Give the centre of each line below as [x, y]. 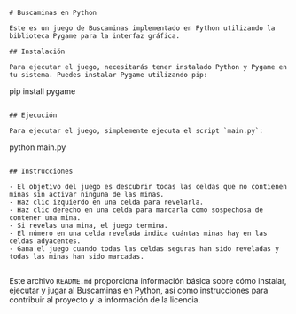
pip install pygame [43, 91]
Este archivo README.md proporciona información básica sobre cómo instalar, [148, 281]
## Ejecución [33, 115]
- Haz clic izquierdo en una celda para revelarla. [106, 202]
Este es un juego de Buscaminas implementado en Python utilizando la [142, 28]
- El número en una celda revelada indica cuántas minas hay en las [138, 233]
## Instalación [37, 51]
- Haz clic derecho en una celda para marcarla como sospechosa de [136, 210]
